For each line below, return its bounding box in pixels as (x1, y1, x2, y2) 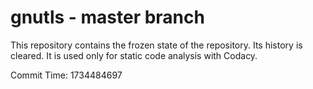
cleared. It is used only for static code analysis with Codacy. (10, 49, 258, 61)
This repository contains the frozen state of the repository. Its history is (10, 39, 303, 51)
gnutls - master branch (10, 6, 205, 29)
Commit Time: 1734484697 (10, 69, 123, 81)
